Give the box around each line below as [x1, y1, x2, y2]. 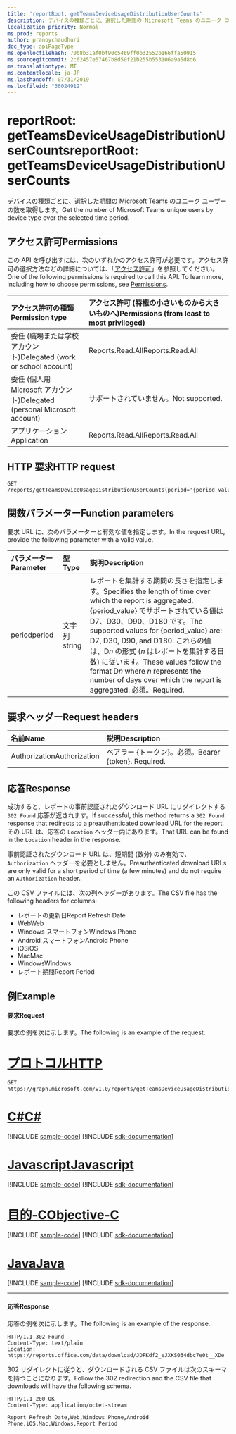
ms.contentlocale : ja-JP [7, 69, 80, 76]
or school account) [11, 361, 74, 371]
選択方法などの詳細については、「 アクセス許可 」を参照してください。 [19, 265, 219, 273]
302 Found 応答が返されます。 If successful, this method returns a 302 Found [7, 811, 225, 820]
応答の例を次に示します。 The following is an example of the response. [7, 1319, 211, 1328]
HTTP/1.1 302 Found [7, 1333, 65, 1340]
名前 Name [11, 734, 46, 743]
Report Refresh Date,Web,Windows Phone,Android [7, 1414, 150, 1421]
